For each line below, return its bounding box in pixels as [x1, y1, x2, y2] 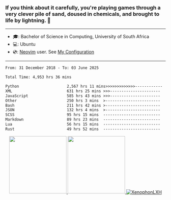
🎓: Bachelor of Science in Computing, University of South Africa [12, 34, 149, 40]
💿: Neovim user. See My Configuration [12, 49, 94, 55]
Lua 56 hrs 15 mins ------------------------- [5, 122, 160, 127]
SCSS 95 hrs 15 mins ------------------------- [5, 112, 160, 117]
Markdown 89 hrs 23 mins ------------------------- [5, 117, 160, 122]
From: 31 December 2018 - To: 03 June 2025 [5, 65, 99, 70]
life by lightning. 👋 [5, 17, 51, 24]
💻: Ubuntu [12, 41, 36, 47]
